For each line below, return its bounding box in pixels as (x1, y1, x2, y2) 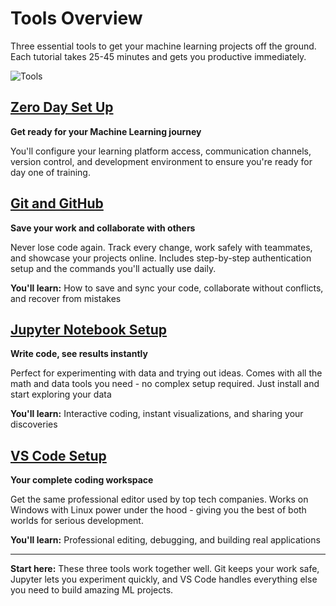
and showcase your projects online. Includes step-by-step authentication (10, 252, 312, 264)
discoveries (10, 418, 58, 431)
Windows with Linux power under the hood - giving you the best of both (10, 504, 307, 516)
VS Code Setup (10, 447, 107, 464)
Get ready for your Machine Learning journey (10, 125, 202, 137)
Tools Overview (10, 7, 143, 30)
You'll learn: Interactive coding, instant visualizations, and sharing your (10, 408, 304, 420)
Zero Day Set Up (10, 99, 114, 116)
